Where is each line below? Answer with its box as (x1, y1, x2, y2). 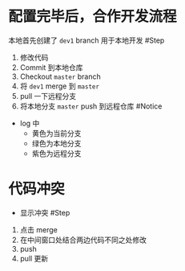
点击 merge (19, 224, 58, 234)
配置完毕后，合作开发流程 (8, 7, 178, 26)
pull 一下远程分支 (19, 91, 77, 101)
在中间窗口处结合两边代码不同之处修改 (19, 235, 147, 244)
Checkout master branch (19, 72, 102, 81)
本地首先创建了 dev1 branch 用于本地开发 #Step (8, 35, 165, 45)
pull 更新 (19, 253, 49, 263)
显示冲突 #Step (19, 207, 70, 217)
